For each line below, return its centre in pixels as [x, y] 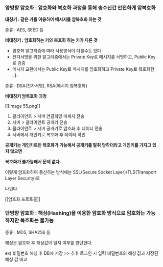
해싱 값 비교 [16, 259]
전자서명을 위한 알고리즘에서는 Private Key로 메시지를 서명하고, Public [79, 57]
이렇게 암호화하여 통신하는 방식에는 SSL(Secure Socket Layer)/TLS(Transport [81, 172]
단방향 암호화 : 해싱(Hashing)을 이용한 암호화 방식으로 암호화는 [75, 213]
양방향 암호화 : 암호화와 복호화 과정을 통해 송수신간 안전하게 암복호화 [80, 7]
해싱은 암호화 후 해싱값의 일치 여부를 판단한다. [49, 242]
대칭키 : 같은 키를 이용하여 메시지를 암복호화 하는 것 [53, 19]
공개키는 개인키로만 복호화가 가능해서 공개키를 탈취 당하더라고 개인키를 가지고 [78, 145]
